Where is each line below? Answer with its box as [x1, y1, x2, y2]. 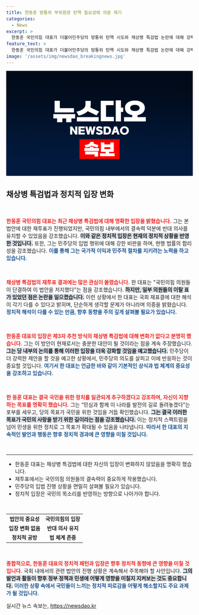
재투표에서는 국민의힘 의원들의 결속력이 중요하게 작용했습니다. [14, 475, 158, 483]
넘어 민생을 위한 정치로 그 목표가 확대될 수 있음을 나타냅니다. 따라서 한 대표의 [6, 423, 182, 430]
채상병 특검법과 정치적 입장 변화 [6, 189, 114, 199]
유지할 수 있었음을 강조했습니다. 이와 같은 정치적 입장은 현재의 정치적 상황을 [6, 232, 179, 240]
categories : [6, 15, 36, 22]
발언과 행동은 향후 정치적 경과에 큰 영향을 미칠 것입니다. [21, 431, 148, 438]
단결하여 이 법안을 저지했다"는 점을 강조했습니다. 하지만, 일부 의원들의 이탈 [12, 286, 184, 293]
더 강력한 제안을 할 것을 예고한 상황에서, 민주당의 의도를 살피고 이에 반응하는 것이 [6, 355, 192, 362]
